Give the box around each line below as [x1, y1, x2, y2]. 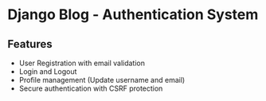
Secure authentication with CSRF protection [18, 84, 163, 93]
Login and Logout [18, 67, 77, 76]
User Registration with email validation [18, 58, 145, 68]
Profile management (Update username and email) [18, 76, 186, 84]
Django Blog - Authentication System [7, 6, 259, 24]
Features [7, 37, 53, 51]
